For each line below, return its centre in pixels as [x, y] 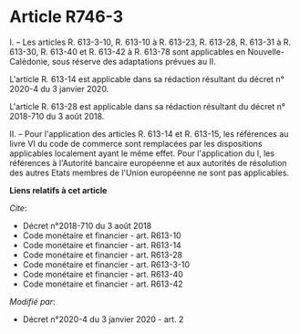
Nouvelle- [266, 51]
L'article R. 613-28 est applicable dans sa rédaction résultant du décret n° [147, 106]
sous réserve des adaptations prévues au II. [134, 61]
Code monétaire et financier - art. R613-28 [103, 255]
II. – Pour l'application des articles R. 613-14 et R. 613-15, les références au [149, 133]
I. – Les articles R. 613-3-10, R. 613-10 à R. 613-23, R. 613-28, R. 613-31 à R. [150, 42]
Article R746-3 [67, 17]
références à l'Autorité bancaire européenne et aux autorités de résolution [148, 162]
